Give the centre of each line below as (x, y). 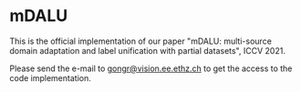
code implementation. (50, 77)
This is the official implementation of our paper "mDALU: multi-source (140, 41)
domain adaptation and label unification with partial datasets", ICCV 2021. (147, 50)
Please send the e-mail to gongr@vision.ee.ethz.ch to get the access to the (151, 68)
